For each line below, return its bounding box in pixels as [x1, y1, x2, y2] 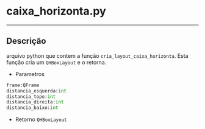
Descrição [6, 36, 46, 46]
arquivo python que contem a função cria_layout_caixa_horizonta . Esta [6, 52, 189, 59]
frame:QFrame [6, 82, 40, 88]
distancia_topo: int [6, 93, 56, 100]
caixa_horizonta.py [6, 4, 107, 18]
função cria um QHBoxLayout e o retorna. [6, 58, 107, 66]
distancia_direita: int [6, 99, 64, 105]
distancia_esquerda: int [6, 88, 67, 94]
